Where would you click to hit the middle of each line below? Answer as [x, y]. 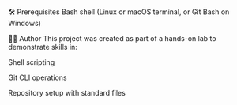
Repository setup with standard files [67, 93]
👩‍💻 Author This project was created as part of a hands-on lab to [112, 38]
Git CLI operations [38, 77]
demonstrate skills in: [43, 47]
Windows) [25, 23]
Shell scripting [32, 62]
